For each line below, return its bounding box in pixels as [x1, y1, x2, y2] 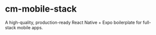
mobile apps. [17, 24, 43, 30]
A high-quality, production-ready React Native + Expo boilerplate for [5, 19, 142, 25]
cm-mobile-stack [5, 3, 77, 15]
